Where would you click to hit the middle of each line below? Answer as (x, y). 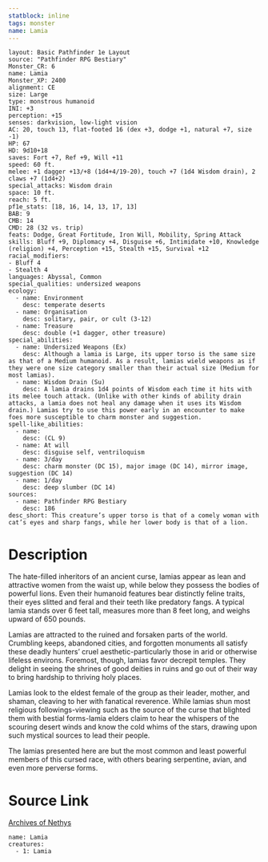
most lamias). (32, 375)
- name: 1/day (39, 481)
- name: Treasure (44, 326)
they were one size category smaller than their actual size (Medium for (134, 368)
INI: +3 (21, 109)
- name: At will (42, 446)
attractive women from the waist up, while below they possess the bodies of (134, 585)
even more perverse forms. (53, 768)
